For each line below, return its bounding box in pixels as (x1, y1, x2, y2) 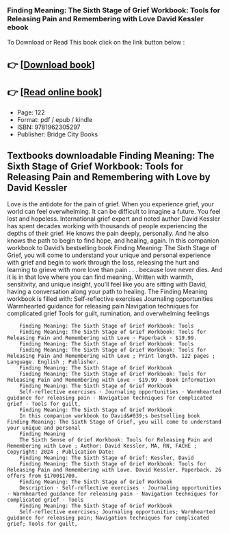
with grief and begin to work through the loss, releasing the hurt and (7, 258, 200, 267)
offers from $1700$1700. (7, 472, 78, 480)
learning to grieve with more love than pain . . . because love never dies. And (7, 266, 223, 274)
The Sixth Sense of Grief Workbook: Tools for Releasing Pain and (19, 437, 213, 444)
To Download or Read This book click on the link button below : (7, 38, 185, 47)
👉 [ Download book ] (7, 59, 96, 71)
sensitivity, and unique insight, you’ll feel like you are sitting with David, (7, 280, 207, 289)
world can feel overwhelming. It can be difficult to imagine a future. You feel (7, 208, 221, 216)
